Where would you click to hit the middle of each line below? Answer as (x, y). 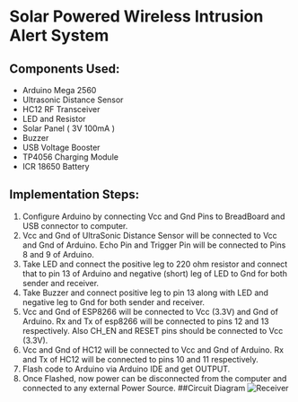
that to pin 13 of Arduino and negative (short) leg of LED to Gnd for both (154, 273)
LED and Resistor (54, 119)
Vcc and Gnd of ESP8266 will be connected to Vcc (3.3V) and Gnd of (150, 311)
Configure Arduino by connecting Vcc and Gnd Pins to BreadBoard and (153, 216)
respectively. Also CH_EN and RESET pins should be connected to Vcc (153, 330)
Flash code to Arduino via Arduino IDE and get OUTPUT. (126, 369)
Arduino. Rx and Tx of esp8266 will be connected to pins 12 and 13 (145, 321)
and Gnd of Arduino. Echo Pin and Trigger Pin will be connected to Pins (154, 245)
